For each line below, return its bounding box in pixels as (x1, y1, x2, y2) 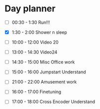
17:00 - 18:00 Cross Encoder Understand (11, 99, 95, 105)
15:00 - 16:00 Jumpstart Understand (11, 69, 86, 75)
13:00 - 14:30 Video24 (11, 49, 57, 55)
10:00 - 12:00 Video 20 (11, 39, 59, 45)
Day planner (4, 3, 55, 14)
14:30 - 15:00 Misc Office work (11, 59, 75, 65)
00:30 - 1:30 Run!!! (11, 19, 50, 25)
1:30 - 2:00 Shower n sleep (11, 29, 67, 35)
